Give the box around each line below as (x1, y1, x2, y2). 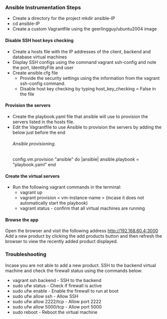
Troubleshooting (5, 251, 46, 258)
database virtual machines (12, 54, 67, 60)
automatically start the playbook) (19, 200, 88, 206)
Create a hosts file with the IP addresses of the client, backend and (12, 48, 151, 54)
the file (19, 91, 34, 97)
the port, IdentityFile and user (12, 64, 74, 70)
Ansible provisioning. (12, 141, 56, 147)
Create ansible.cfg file (12, 69, 58, 76)
